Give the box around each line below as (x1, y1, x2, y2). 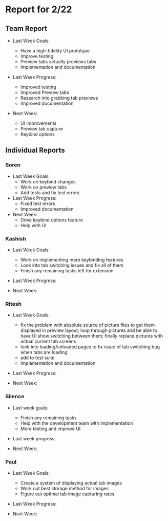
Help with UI (20, 222, 47, 228)
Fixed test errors (20, 200, 55, 207)
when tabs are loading (20, 349, 68, 356)
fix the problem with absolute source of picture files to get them (20, 322, 155, 328)
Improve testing (20, 53, 54, 59)
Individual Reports (5, 146, 65, 155)
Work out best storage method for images (20, 485, 109, 491)
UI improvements (20, 120, 57, 126)
